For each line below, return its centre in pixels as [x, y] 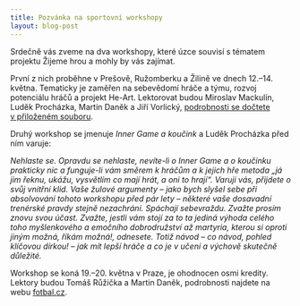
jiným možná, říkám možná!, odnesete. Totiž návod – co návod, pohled [141, 236]
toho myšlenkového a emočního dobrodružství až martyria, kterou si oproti [149, 227]
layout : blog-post [44, 26]
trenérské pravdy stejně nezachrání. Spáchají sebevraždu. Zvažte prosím [146, 208]
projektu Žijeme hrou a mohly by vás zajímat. [93, 61]
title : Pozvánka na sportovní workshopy [87, 17]
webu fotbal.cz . [39, 292]
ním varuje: [31, 143]
